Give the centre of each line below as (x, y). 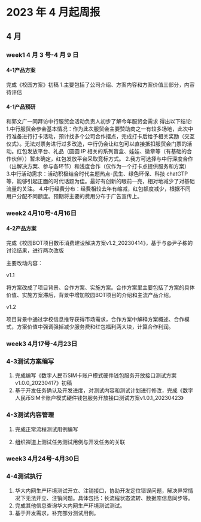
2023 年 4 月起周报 (53, 12)
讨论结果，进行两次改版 (35, 251)
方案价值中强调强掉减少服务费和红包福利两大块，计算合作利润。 (95, 327)
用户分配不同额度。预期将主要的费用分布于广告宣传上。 (74, 196)
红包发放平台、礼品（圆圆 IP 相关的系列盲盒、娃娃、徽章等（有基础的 (102, 151)
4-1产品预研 (21, 107)
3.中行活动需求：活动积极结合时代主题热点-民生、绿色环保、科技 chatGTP (97, 174)
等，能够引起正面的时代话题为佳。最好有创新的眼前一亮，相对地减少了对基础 (100, 181)
